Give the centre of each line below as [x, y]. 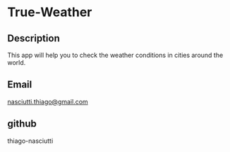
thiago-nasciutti [30, 141]
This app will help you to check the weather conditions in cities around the [115, 55]
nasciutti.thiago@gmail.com [48, 101]
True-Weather [50, 12]
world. [17, 63]
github [22, 124]
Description [34, 38]
